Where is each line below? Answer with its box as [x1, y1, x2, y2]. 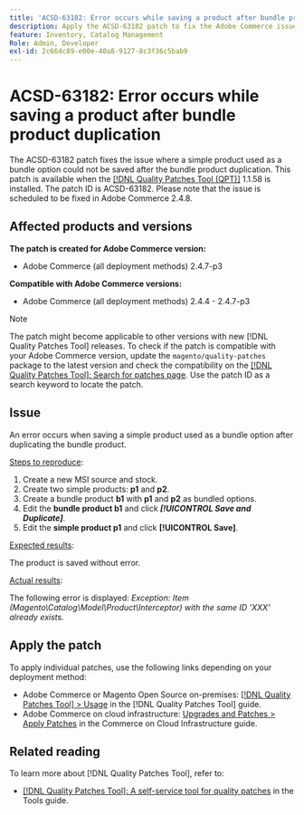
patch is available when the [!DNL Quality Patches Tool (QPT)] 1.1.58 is [9, 174, 271, 185]
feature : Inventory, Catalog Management [9, 30, 165, 39]
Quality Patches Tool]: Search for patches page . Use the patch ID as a [9, 369, 271, 380]
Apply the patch [9, 638, 102, 653]
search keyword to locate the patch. [9, 379, 144, 389]
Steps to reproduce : [9, 456, 84, 467]
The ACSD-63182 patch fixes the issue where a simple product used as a [9, 155, 282, 166]
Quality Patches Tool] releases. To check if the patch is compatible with [9, 340, 276, 351]
